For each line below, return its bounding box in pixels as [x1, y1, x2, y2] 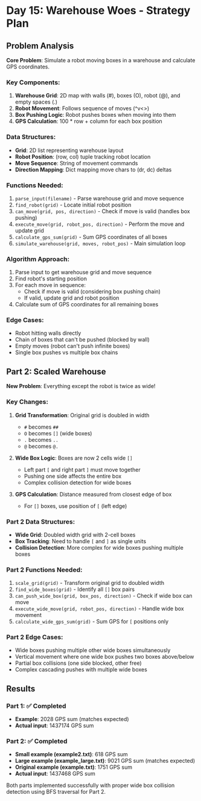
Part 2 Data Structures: [6, 517, 75, 526]
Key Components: [6, 78, 60, 87]
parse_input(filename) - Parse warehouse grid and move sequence [14, 194, 184, 202]
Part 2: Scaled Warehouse [6, 366, 106, 377]
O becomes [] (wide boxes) [24, 429, 92, 437]
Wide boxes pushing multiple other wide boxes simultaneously [14, 647, 171, 654]
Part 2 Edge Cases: [6, 633, 63, 642]
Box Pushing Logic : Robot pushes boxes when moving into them [14, 111, 176, 119]
